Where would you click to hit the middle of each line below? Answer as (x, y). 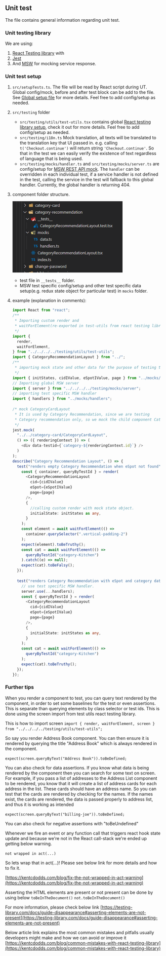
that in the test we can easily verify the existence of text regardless (88, 153)
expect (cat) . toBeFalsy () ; (48, 565)
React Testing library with (38, 53)
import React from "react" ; (41, 310)
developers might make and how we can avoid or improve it (66, 938)
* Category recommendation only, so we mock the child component (83, 420)
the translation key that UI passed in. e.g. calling (68, 143)
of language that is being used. (51, 159)
